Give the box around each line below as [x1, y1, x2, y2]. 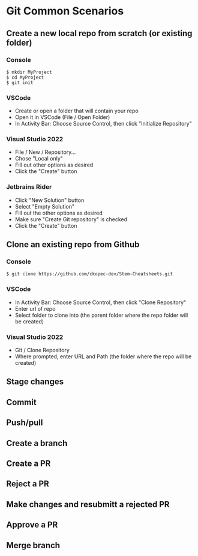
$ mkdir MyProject [6, 69, 52, 75]
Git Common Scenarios [6, 4, 124, 18]
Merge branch [6, 540, 61, 551]
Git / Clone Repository [14, 347, 70, 354]
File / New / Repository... [14, 148, 76, 156]
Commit [6, 397, 37, 407]
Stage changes [6, 377, 64, 387]
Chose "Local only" [14, 155, 63, 162]
